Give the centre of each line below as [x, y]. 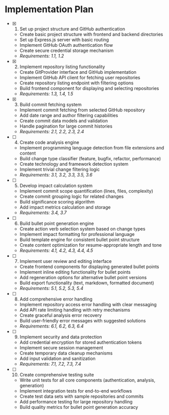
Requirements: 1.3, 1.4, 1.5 [46, 94]
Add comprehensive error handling [56, 299]
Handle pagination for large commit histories [66, 126]
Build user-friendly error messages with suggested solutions [83, 320]
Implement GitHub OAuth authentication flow [66, 45]
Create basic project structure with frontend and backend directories [91, 34]
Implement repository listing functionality [62, 67]
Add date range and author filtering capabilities [69, 115]
